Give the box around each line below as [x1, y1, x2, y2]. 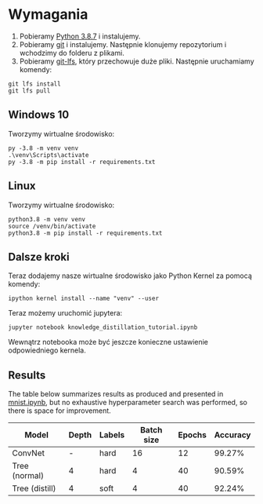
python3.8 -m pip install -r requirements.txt [8, 229, 163, 237]
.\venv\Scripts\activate [8, 151, 89, 159]
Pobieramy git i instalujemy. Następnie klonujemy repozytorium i [19, 39, 227, 49]
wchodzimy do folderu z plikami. [19, 48, 125, 57]
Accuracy [214, 429, 251, 440]
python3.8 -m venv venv [8, 215, 86, 223]
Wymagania [8, 5, 88, 24]
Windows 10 [8, 108, 70, 122]
